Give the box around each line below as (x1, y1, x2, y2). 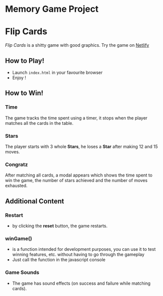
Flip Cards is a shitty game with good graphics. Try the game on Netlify (5, 42, 149, 48)
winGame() (5, 235, 32, 242)
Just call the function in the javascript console (12, 257, 106, 263)
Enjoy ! (12, 75, 26, 81)
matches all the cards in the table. (5, 120, 74, 126)
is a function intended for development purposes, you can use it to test (12, 246, 156, 252)
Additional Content (5, 197, 64, 205)
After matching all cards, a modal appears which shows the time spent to (5, 172, 153, 178)
